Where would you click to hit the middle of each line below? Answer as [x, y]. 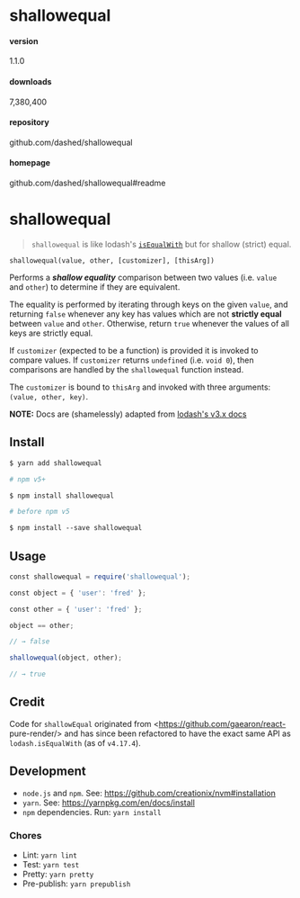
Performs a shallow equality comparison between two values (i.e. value [143, 277]
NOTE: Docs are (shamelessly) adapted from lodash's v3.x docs [128, 414]
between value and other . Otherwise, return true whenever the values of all [150, 323]
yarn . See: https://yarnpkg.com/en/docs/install [109, 803]
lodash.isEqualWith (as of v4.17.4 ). [75, 742]
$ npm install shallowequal [62, 496]
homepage [30, 163]
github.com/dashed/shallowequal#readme [88, 183]
